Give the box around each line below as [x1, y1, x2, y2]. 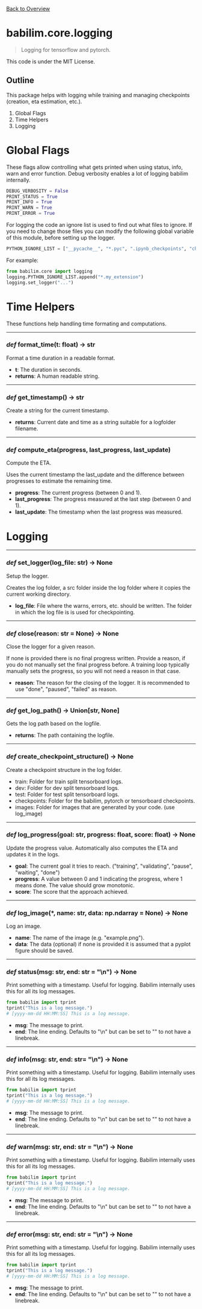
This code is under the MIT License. [6, 57, 95, 65]
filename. [14, 425, 38, 432]
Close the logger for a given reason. [6, 643, 96, 650]
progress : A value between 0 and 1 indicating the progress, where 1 [14, 875, 183, 882]
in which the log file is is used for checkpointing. [14, 608, 135, 616]
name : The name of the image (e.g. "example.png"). [14, 934, 145, 941]
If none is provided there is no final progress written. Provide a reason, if [6, 654, 186, 661]
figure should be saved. [14, 947, 74, 954]
